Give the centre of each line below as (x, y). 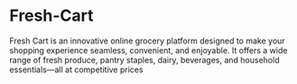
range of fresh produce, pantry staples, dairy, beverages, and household (144, 60)
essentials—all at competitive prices (76, 70)
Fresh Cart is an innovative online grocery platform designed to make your (148, 41)
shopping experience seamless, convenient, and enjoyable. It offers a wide (148, 50)
